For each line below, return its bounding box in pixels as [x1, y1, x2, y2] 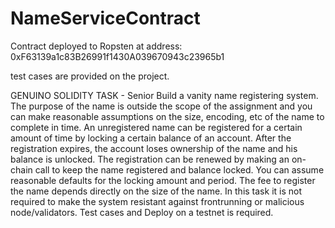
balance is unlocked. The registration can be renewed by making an [10, 153, 290, 165]
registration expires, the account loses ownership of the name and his [10, 142, 298, 154]
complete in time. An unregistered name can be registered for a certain [10, 121, 303, 133]
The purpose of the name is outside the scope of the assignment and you [10, 100, 313, 112]
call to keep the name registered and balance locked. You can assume [34, 163, 325, 176]
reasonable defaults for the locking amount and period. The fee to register [10, 174, 316, 186]
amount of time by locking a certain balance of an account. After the [10, 132, 292, 144]
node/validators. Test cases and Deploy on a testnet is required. [10, 206, 274, 218]
